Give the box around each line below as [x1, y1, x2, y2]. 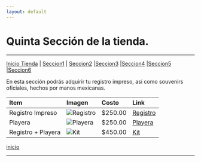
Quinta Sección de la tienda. [6, 34, 149, 48]
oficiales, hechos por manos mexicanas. [6, 84, 106, 91]
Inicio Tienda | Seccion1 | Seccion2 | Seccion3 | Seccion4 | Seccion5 [6, 60, 172, 67]
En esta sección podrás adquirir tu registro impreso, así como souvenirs [6, 78, 184, 85]
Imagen [66, 98, 89, 106]
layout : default [6, 8, 47, 15]
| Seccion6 [6, 66, 32, 74]
